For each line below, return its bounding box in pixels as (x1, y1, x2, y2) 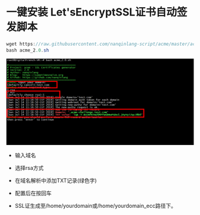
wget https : (6, 41, 36, 47)
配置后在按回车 (14, 189, 52, 197)
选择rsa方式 (14, 164, 44, 171)
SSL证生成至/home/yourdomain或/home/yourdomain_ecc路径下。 (14, 202, 177, 209)
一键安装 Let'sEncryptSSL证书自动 (6, 5, 177, 19)
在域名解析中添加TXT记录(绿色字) (14, 176, 97, 184)
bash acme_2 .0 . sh (6, 47, 49, 53)
